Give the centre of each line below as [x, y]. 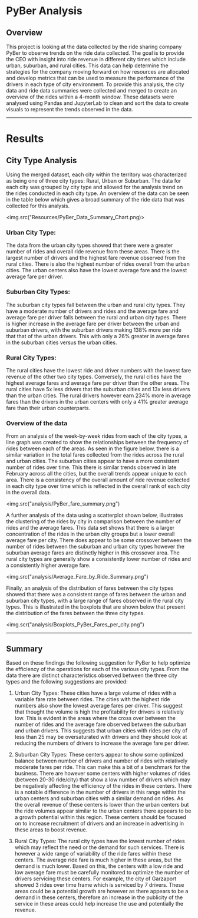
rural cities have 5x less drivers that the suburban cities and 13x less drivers [98, 389]
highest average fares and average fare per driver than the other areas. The [98, 383]
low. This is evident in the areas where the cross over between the [95, 718]
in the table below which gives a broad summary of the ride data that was [95, 199]
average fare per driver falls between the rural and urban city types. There [96, 317]
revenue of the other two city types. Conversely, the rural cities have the [94, 377]
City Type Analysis [42, 160]
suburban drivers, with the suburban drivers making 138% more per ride [94, 330]
